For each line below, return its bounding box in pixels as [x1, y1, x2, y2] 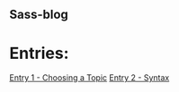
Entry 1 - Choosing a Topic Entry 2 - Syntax [9, 72, 170, 83]
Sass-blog [9, 7, 69, 22]
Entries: [9, 43, 69, 63]
